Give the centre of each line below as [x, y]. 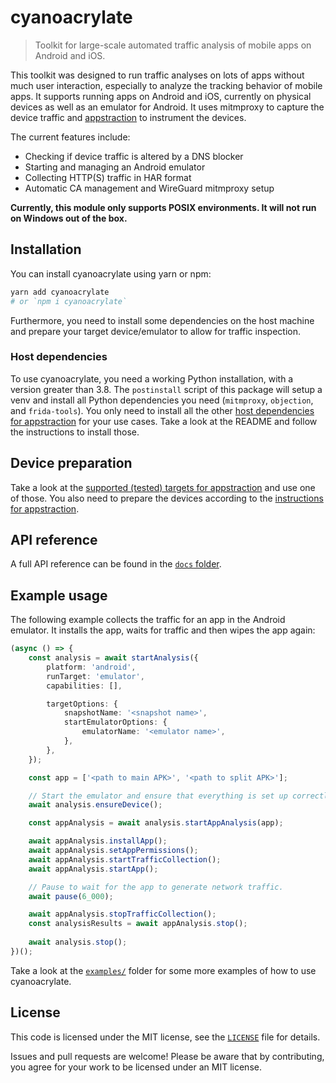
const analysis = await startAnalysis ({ [113, 658]
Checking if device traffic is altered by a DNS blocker [134, 156]
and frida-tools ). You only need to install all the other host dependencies [162, 410]
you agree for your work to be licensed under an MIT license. [136, 1067]
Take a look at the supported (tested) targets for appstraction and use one [163, 487]
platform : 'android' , [91, 667]
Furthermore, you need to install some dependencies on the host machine [162, 320]
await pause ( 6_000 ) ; [71, 896]
